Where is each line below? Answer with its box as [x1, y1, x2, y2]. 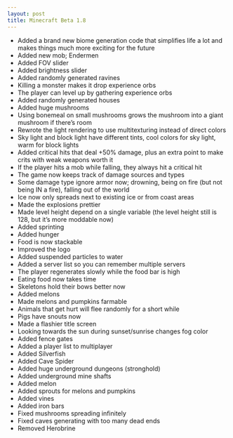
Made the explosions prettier [17, 200, 101, 208]
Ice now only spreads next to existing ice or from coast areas [17, 192, 194, 201]
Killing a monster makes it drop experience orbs [17, 81, 157, 89]
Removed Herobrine [17, 424, 76, 432]
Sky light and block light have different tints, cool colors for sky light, [17, 133, 216, 141]
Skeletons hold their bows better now [17, 282, 126, 291]
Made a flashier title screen [17, 319, 97, 328]
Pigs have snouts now [17, 312, 81, 320]
